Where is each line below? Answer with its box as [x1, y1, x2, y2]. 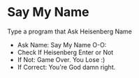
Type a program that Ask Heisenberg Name [7, 27, 133, 36]
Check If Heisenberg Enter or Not [17, 48, 114, 56]
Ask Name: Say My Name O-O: [17, 40, 107, 49]
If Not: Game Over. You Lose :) [17, 55, 105, 63]
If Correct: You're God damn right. [17, 63, 116, 71]
